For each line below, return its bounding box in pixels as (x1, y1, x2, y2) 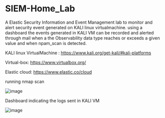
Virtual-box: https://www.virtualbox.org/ (5, 59, 86, 65)
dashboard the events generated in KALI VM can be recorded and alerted (5, 30, 154, 36)
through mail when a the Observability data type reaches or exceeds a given (5, 35, 160, 41)
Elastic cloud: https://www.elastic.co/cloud (5, 69, 92, 75)
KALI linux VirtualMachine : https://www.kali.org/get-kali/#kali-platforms (5, 50, 151, 56)
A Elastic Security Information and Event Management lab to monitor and (5, 19, 153, 25)
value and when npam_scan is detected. (5, 40, 87, 46)
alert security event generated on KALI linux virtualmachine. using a (5, 24, 143, 30)
